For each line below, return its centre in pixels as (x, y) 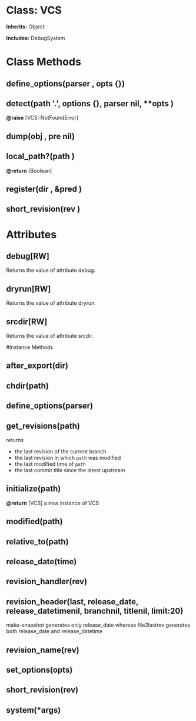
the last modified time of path (50, 464)
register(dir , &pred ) (44, 189)
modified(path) (34, 521)
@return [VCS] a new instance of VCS (52, 503)
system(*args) (34, 710)
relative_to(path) (37, 541)
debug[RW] (28, 256)
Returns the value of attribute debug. (51, 270)
